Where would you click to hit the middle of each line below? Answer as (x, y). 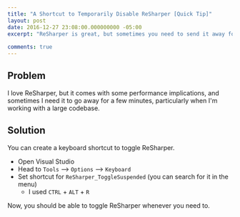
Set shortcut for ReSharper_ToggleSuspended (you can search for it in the (123, 176)
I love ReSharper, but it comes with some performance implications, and (113, 92)
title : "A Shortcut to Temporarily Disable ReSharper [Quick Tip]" (110, 14)
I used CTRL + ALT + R (59, 191)
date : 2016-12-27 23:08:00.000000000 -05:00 (75, 27)
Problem (27, 76)
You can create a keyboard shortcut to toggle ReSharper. (91, 147)
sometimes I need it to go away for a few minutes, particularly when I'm (112, 100)
